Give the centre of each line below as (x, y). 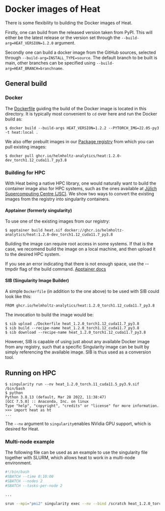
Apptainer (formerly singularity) (39, 210)
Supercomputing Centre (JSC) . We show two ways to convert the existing (80, 194)
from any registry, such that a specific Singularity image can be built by (77, 347)
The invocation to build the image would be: (50, 315)
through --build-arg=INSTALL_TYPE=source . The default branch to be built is (81, 57)
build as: (14, 119)
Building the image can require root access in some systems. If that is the (79, 244)
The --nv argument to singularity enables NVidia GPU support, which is (78, 424)
